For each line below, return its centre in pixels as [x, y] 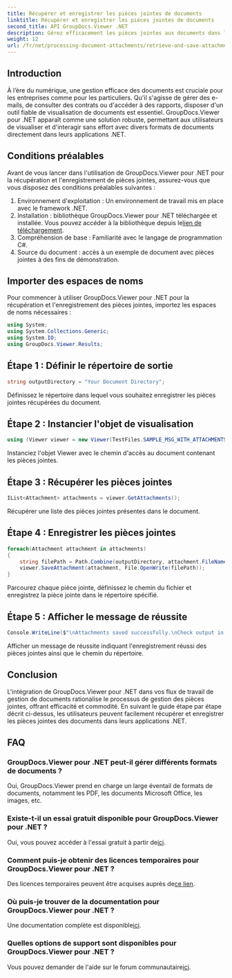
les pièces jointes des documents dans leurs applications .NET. [97, 721]
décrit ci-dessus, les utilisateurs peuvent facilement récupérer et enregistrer [116, 713]
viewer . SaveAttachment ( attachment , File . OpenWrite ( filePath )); [113, 568]
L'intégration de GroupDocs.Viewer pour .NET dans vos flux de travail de [110, 691]
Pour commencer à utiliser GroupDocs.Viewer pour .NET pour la [98, 298]
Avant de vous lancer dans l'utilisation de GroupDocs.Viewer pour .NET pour [116, 173]
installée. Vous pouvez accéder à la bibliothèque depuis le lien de [109, 222]
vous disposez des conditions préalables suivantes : [81, 187]
